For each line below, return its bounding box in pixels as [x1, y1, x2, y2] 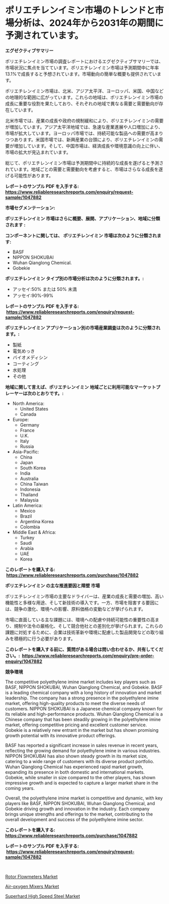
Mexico [20, 508, 36, 514]
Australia [20, 475, 39, 481]
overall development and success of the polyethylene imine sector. [5, 816, 144, 822]
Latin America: [12, 502, 43, 508]
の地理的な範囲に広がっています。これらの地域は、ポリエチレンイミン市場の [5, 94, 163, 100]
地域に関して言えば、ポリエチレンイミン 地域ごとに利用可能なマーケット [5, 384, 156, 390]
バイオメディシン [12, 354, 48, 360]
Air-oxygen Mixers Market [5, 883, 59, 889]
